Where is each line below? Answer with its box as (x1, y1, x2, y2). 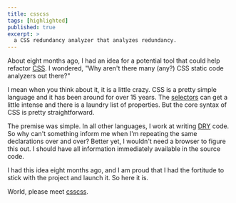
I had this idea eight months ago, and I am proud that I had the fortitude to (7, 166, 225, 175)
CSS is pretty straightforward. (7, 108, 95, 117)
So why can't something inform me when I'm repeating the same (7, 130, 197, 138)
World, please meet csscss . (7, 187, 89, 196)
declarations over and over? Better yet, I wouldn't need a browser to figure (7, 137, 226, 146)
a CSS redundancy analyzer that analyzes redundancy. (14, 37, 177, 44)
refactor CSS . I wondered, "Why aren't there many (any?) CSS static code (7, 64, 224, 73)
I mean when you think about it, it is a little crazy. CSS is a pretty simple (7, 85, 217, 94)
